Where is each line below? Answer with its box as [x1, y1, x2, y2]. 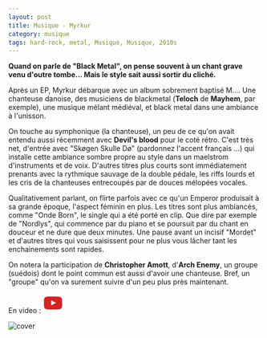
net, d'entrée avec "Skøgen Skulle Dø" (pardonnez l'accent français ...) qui [8, 144, 255, 153]
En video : [8, 306, 42, 316]
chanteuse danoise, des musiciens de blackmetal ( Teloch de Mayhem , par [8, 94, 256, 104]
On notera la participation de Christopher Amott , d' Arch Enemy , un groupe [8, 260, 258, 270]
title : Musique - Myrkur [8, 21, 91, 30]
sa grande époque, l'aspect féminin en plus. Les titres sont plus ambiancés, [8, 202, 258, 212]
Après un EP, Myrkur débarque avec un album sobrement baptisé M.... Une [8, 85, 257, 96]
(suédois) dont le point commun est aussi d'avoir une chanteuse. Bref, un [8, 269, 250, 279]
